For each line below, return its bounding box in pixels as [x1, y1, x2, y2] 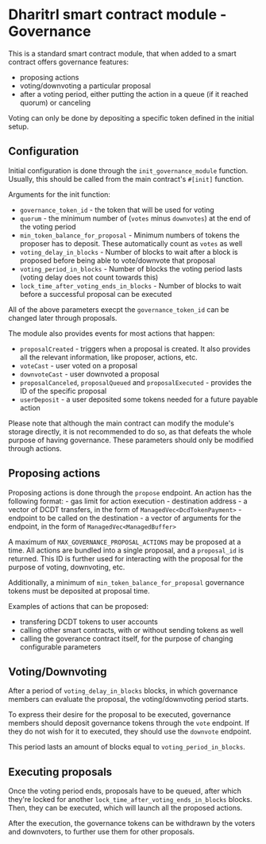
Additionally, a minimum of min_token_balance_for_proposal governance [8, 577, 245, 587]
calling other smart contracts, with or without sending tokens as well [19, 625, 244, 634]
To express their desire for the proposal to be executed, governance [8, 710, 232, 719]
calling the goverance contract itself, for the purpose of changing [19, 634, 233, 643]
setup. [8, 121, 29, 131]
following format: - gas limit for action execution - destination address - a [8, 496, 248, 506]
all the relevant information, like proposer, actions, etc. [19, 352, 198, 362]
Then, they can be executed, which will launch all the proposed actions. [8, 804, 243, 813]
